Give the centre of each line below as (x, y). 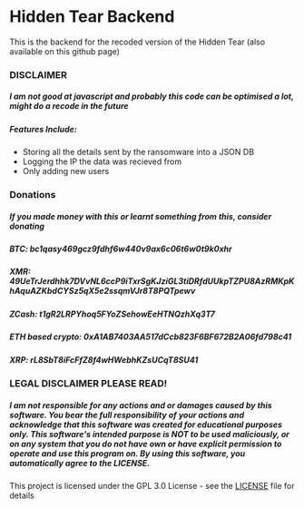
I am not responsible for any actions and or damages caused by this (141, 405)
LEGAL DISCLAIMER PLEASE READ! (88, 383)
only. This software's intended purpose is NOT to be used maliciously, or (150, 434)
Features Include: (43, 129)
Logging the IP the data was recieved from (102, 161)
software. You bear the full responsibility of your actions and (127, 415)
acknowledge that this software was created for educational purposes (146, 425)
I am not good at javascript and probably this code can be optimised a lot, (152, 96)
